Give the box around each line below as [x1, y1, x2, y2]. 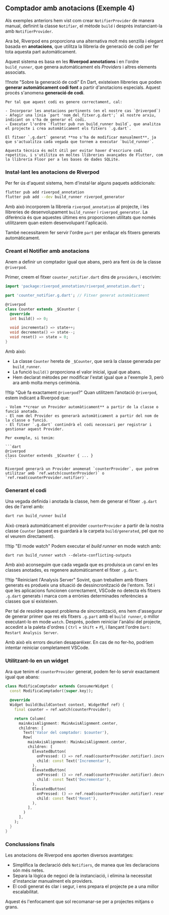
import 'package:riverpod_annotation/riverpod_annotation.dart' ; [5, 284, 145, 289]
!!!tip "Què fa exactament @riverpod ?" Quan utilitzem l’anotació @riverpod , [5, 389, 158, 395]
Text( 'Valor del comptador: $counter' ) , [23, 730, 109, 735]
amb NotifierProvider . [5, 28, 53, 34]
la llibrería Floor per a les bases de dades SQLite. [5, 156, 121, 162]
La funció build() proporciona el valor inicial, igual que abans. [12, 368, 142, 375]
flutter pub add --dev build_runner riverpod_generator [5, 194, 125, 199]
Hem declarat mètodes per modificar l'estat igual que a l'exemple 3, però [12, 374, 164, 380]
